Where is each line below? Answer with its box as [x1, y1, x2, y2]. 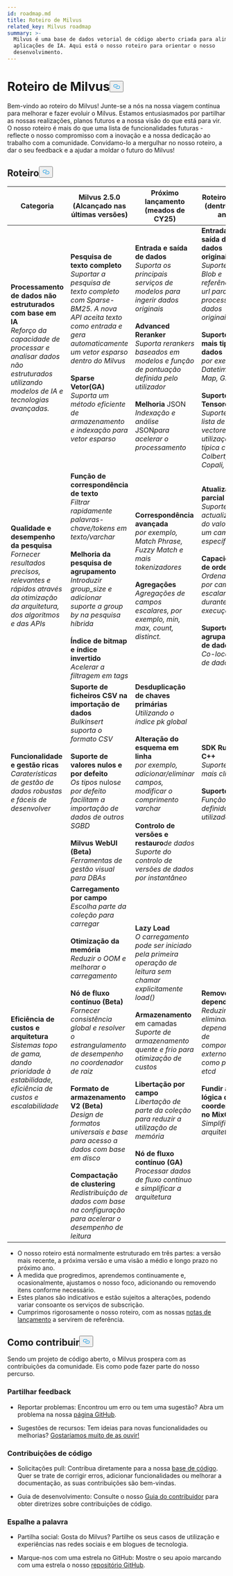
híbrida [70, 618, 94, 628]
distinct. [135, 632, 162, 641]
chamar [135, 975, 161, 985]
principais [135, 269, 168, 278]
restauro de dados [135, 838, 195, 847]
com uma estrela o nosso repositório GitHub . [17, 1561, 146, 1569]
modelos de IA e [10, 386, 64, 396]
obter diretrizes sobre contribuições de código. [17, 1500, 153, 1508]
